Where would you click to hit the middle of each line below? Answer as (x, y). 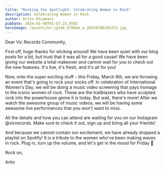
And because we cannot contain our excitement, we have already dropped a (82, 133)
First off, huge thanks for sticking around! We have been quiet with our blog (82, 52)
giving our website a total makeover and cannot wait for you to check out (79, 62)
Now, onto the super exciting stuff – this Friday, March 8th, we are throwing (81, 77)
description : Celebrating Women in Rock (47, 14)
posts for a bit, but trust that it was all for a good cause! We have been (76, 57)
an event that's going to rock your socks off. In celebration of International (80, 82)
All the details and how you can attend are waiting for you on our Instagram (81, 118)
